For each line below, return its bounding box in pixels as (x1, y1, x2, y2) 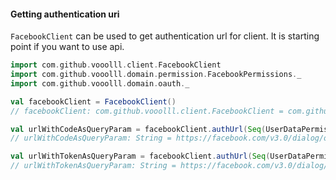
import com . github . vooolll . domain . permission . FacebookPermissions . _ (10, 70, 302, 80)
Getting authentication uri (10, 8, 120, 20)
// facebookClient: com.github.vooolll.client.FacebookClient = (10, 106, 284, 116)
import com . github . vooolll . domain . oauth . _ (10, 78, 190, 89)
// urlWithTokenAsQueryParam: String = (10, 161, 177, 171)
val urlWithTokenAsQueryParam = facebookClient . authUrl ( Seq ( (10, 151, 271, 162)
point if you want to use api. (10, 41, 125, 53)
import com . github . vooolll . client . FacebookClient (10, 60, 222, 70)
